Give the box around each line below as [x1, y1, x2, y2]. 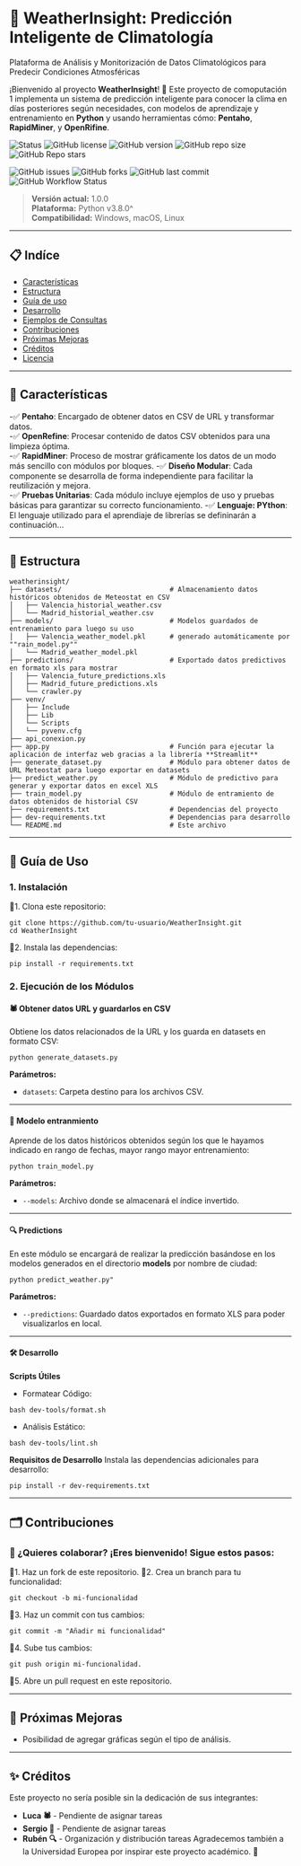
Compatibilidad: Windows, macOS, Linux [30, 212, 185, 223]
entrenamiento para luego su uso [9, 624, 134, 634]
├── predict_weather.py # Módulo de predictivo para [9, 774, 279, 783]
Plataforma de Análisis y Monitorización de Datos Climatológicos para [9, 57, 267, 67]
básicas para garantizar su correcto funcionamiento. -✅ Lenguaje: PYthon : [9, 499, 288, 510]
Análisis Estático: [21, 1421, 86, 1431]
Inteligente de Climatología [9, 27, 214, 48]
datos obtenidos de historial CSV [9, 797, 139, 806]
